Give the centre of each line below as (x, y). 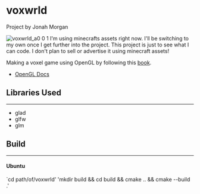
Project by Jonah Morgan (37, 27)
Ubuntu (16, 166)
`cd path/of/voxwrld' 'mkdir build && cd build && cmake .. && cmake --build (98, 179)
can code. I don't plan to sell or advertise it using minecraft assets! (88, 51)
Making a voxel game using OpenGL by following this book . (79, 62)
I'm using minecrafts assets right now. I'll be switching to (119, 38)
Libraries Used (34, 93)
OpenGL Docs (32, 74)
